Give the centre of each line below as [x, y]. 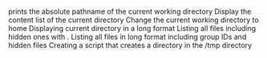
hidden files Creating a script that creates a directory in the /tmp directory [130, 45]
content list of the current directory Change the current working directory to [133, 20]
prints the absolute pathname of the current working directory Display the [130, 12]
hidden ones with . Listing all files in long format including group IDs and [127, 37]
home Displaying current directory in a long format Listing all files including [132, 28]
